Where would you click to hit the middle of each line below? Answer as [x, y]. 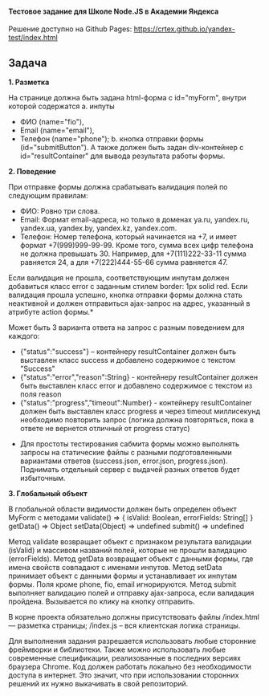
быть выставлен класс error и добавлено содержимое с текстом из [136, 386]
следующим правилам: [48, 196]
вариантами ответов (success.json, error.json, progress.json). [124, 461]
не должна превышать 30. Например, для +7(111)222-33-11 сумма [133, 254]
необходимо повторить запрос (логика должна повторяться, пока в [137, 420]
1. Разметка [29, 82]
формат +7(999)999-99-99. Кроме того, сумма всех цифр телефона [137, 246]
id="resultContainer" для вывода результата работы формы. [122, 156]
